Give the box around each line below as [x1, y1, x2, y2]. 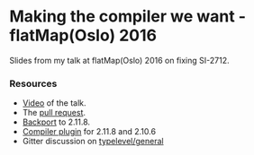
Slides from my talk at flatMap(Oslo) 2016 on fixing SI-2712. [9, 55, 230, 65]
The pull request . [22, 108, 86, 118]
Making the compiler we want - [9, 6, 246, 27]
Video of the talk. [22, 98, 87, 108]
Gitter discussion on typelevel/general [22, 136, 164, 147]
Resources [9, 77, 58, 90]
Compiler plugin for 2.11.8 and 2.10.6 [22, 126, 156, 137]
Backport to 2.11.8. [22, 116, 91, 127]
